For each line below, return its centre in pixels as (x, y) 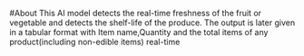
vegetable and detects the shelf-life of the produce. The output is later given (152, 23)
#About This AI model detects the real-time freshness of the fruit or (135, 13)
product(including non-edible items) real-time (95, 42)
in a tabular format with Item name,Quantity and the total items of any (139, 32)
